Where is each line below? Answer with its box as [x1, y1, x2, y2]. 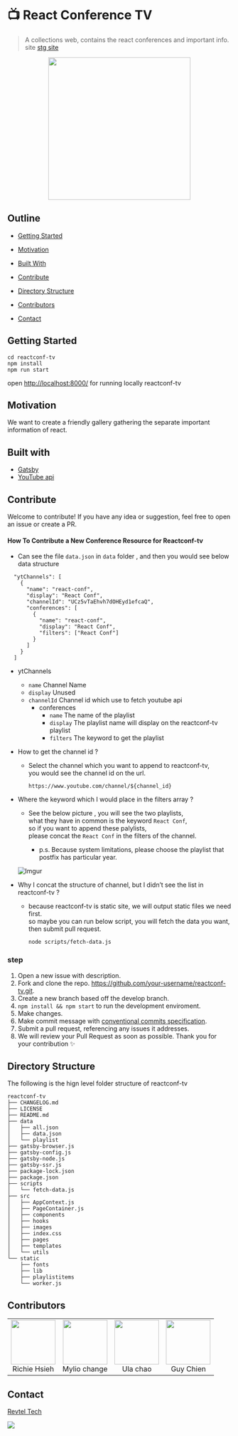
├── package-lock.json [7, 1167, 75, 1175]
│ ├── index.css [7, 1230, 62, 1237]
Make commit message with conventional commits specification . [17, 1016, 207, 1025]
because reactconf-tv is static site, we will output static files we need [28, 902, 232, 910]
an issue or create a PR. [7, 520, 77, 529]
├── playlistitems [20, 1274, 75, 1281]
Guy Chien [171, 1364, 206, 1374]
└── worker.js [20, 1280, 62, 1287]
